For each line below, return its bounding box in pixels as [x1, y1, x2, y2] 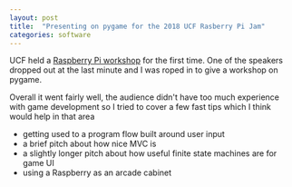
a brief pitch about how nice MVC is [22, 138, 157, 150]
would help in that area [9, 111, 95, 123]
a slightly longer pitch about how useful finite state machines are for [22, 148, 277, 159]
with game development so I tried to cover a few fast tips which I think [9, 102, 272, 113]
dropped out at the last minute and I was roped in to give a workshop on [9, 64, 278, 75]
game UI [22, 158, 54, 169]
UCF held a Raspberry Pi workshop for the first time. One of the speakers [9, 55, 284, 66]
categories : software [9, 30, 92, 39]
